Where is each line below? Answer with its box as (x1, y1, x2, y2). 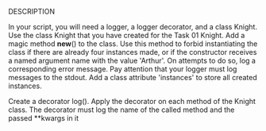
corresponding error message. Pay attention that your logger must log (8, 64, 237, 74)
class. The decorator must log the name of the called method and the (8, 105, 235, 114)
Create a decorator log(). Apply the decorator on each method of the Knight (8, 97, 256, 106)
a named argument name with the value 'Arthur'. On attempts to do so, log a (8, 56, 256, 65)
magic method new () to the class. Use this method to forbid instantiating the (8, 39, 258, 48)
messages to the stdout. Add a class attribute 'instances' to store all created (8, 73, 258, 82)
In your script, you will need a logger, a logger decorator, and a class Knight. (8, 22, 258, 31)
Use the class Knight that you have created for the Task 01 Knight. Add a (8, 31, 245, 40)
